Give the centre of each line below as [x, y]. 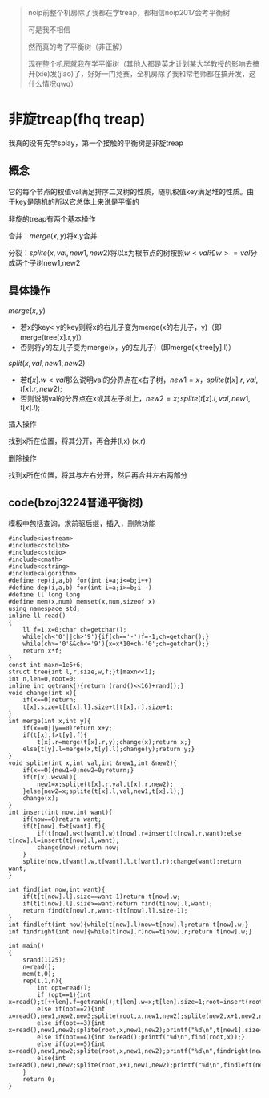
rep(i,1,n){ [42, 981]
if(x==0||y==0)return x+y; [68, 728]
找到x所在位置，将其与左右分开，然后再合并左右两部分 [98, 475]
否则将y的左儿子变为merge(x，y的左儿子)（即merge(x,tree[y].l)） [128, 347]
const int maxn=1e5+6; [46, 665]
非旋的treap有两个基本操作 [52, 218]
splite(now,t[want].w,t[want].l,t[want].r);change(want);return [132, 862]
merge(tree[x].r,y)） [53, 337]
